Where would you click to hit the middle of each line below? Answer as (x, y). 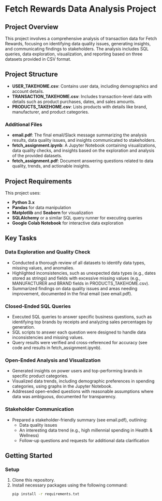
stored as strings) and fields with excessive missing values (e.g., (76, 278)
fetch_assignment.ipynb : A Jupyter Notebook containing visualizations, (84, 145)
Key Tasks (21, 238)
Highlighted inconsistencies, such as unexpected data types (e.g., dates (84, 273)
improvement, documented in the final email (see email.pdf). (72, 293)
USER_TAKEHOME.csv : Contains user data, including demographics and (85, 86)
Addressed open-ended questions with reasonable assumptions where (83, 391)
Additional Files (24, 124)
